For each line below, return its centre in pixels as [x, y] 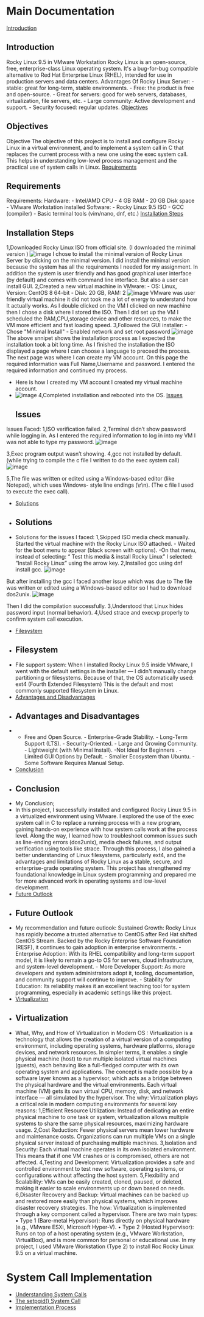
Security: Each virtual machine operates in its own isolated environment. [106, 1149]
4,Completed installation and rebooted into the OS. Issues [111, 395]
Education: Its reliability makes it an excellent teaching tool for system [103, 986]
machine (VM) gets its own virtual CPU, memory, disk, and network [99, 1091]
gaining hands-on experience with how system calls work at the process [106, 829]
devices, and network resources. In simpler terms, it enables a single [101, 1052]
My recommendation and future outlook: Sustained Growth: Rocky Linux [106, 928]
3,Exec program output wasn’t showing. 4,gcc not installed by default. [94, 454]
